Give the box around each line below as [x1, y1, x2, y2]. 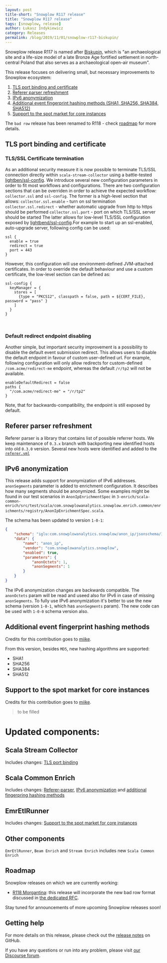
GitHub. [5, 937, 21, 944]
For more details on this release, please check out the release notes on [5, 932, 151, 938]
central [5, 59, 20, 65]
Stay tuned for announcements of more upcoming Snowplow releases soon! [5, 904, 161, 910]
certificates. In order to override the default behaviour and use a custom [5, 266, 153, 272]
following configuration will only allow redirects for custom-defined [5, 360, 143, 366]
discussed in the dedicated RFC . [12, 895, 79, 901]
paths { [5, 384, 21, 389]
